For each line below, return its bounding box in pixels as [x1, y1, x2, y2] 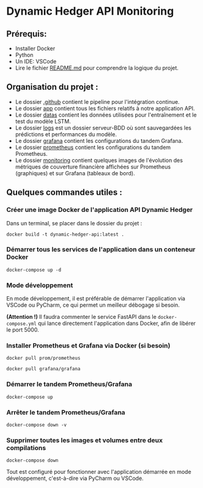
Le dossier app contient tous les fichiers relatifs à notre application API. [15, 104, 195, 112]
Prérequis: [6, 29, 47, 39]
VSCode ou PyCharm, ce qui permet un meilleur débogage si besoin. [6, 301, 180, 309]
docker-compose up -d [6, 267, 62, 273]
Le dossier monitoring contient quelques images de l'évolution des [15, 156, 183, 164]
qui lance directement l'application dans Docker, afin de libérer [37, 319, 196, 327]
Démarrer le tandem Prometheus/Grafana [6, 380, 133, 388]
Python [15, 51, 34, 59]
